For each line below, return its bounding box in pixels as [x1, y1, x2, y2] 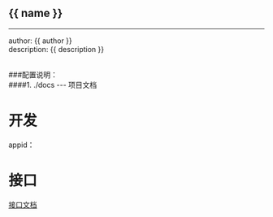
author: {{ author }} [8, 36, 73, 46]
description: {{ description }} [8, 44, 104, 54]
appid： [8, 140, 35, 150]
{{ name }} [8, 7, 63, 20]
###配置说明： [8, 69, 58, 80]
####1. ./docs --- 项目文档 [8, 80, 97, 89]
